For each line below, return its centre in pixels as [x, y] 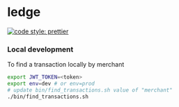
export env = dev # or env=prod [51, 84]
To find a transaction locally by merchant [66, 65]
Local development [40, 49]
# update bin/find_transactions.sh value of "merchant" [90, 90]
